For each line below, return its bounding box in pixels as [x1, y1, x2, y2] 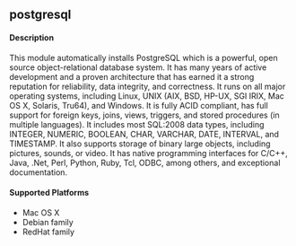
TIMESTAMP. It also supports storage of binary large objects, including [9, 138, 271, 149]
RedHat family [22, 226, 74, 237]
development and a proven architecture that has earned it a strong [9, 71, 255, 82]
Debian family [22, 216, 74, 227]
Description [9, 31, 55, 43]
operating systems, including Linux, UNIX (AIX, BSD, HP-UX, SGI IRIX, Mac [9, 90, 285, 101]
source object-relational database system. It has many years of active [9, 62, 267, 73]
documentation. [9, 166, 68, 178]
